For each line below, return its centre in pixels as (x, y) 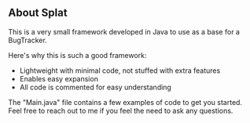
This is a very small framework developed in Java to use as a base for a (124, 31)
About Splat (38, 13)
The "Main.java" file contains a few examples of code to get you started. (125, 102)
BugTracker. (28, 40)
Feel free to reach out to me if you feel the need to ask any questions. (121, 110)
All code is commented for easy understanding (95, 87)
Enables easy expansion (59, 78)
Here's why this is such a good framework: (77, 55)
